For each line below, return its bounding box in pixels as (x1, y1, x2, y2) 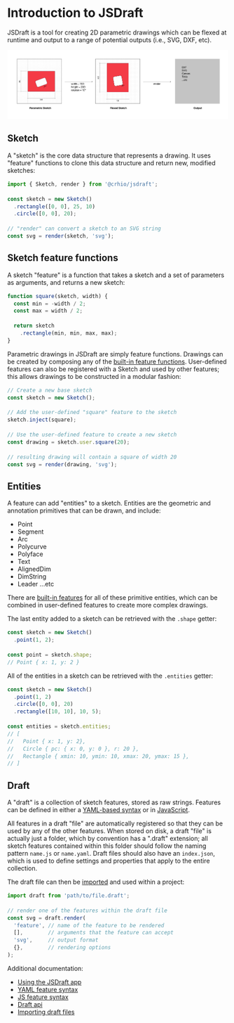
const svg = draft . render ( (7, 914, 86, 922)
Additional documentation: (7, 964, 84, 972)
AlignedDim (17, 565, 51, 574)
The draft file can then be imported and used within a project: (7, 877, 185, 887)
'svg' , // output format (13, 937, 99, 944)
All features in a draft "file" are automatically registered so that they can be (7, 819, 223, 828)
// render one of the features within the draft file (7, 907, 168, 914)
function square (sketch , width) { (7, 292, 109, 300)
